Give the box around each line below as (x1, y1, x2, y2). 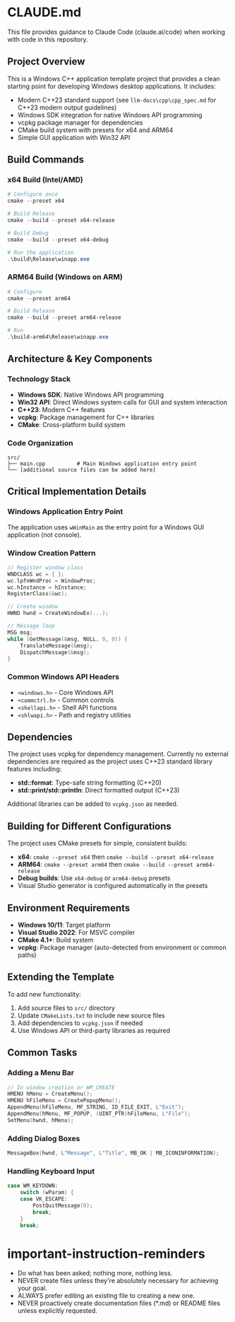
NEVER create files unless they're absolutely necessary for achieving (17, 1277, 219, 1285)
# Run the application (7, 249, 74, 256)
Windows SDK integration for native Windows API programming (17, 110, 203, 119)
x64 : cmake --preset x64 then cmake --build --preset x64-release (17, 853, 214, 861)
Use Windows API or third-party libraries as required (17, 1026, 171, 1034)
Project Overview (7, 56, 85, 68)
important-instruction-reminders (7, 1246, 206, 1262)
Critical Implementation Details (7, 486, 147, 498)
